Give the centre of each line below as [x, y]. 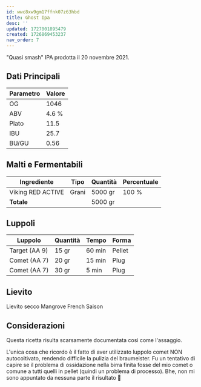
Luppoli [21, 224]
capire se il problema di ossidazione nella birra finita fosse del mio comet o [100, 365]
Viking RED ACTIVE [37, 192]
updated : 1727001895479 [36, 29]
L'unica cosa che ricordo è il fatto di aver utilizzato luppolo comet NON [94, 352]
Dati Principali [33, 76]
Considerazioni [36, 325]
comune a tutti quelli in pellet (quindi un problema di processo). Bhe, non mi [100, 371]
